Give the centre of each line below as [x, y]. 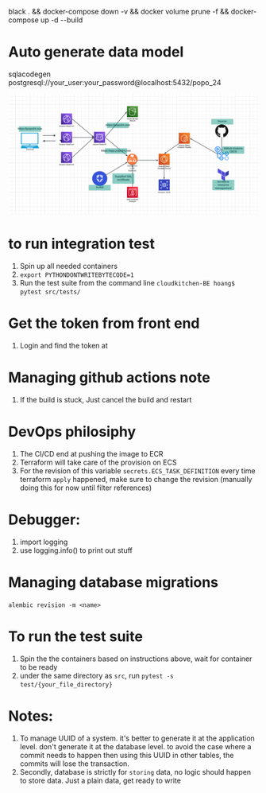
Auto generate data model [96, 52]
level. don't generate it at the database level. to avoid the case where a [135, 746]
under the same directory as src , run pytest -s [96, 675]
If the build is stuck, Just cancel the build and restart [106, 399]
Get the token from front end [104, 323]
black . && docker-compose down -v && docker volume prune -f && [119, 12]
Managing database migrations [114, 582]
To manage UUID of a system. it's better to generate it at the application [137, 738]
